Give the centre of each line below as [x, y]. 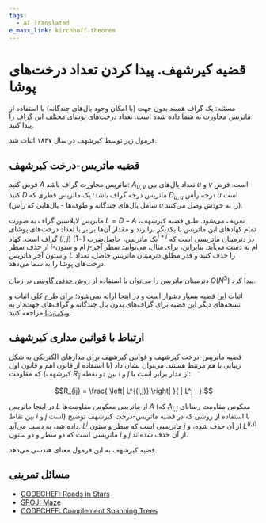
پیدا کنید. [21, 125]
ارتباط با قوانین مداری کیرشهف [77, 338]
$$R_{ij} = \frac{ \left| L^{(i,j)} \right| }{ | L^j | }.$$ [134, 391]
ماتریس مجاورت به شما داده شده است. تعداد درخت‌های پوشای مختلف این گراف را [130, 116]
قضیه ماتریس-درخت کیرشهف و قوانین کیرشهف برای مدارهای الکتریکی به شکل [125, 357]
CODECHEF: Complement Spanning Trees [89, 510]
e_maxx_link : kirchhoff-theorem [62, 30]
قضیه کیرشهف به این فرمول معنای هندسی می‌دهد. [83, 450]
